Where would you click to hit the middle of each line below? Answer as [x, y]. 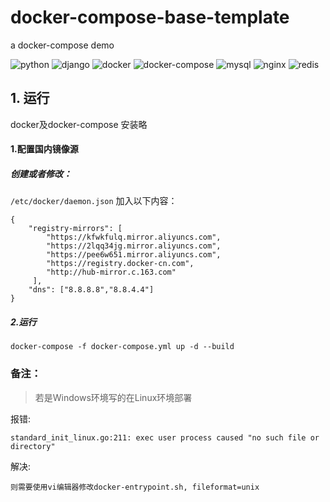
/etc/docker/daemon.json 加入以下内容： [94, 201]
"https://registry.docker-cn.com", [120, 264]
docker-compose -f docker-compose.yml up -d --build [122, 347]
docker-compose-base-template [150, 17]
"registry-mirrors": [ [75, 229]
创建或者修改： [41, 173]
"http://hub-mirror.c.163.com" [111, 272]
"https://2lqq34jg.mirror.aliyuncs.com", [134, 246]
